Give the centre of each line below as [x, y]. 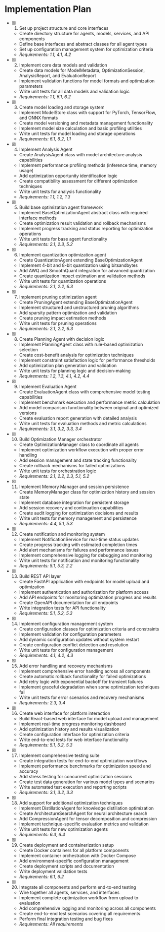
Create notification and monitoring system [62, 534]
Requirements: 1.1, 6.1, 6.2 [45, 96]
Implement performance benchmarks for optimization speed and [85, 766]
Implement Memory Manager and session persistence [74, 487]
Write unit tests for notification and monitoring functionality [79, 560]
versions [28, 413]
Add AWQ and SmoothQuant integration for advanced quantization [87, 270]
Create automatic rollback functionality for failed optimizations [82, 676]
